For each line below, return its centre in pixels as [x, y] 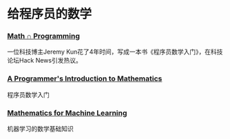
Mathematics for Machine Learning [67, 113]
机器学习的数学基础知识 [40, 129]
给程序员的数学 [50, 14]
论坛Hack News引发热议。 [45, 61]
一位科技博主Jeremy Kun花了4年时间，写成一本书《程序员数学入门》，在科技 [115, 52]
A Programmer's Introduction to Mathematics [85, 78]
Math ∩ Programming [44, 36]
